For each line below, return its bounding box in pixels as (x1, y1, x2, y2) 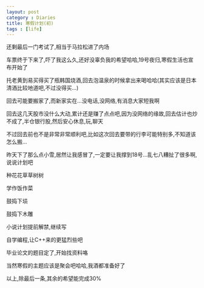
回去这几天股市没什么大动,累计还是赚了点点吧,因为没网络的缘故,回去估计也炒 (6, 110, 198, 117)
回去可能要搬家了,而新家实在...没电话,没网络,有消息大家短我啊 (6, 97, 160, 105)
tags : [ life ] (6, 26, 43, 32)
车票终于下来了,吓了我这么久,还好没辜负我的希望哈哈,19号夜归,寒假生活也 (6, 56, 189, 64)
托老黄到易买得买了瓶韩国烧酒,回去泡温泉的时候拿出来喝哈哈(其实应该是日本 (6, 77, 197, 84)
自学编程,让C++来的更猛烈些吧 (6, 236, 83, 244)
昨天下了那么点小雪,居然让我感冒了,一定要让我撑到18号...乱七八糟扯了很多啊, (6, 151, 197, 159)
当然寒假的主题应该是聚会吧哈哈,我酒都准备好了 (6, 262, 126, 269)
